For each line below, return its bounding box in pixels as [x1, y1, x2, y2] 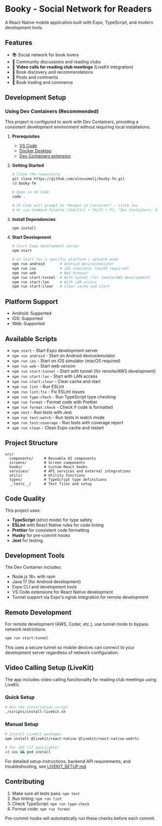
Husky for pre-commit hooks [12, 532, 70, 538]
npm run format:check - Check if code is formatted [12, 404, 113, 410]
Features [5, 39, 32, 47]
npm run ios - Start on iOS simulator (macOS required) [12, 358, 121, 364]
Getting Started [12, 162, 44, 168]
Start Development [12, 234, 51, 240]
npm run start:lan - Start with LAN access [12, 373, 98, 379]
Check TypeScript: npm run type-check [12, 801, 89, 807]
